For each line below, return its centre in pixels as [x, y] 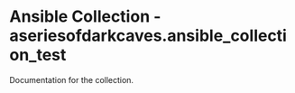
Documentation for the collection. [71, 79]
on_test [38, 55]
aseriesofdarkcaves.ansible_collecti [148, 36]
